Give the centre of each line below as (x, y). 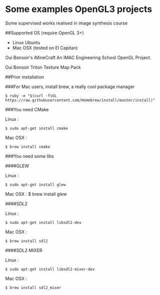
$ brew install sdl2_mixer (33, 287)
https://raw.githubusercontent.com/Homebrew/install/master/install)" (80, 100)
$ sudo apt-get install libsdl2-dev (43, 222)
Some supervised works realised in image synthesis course (66, 23)
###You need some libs (29, 156)
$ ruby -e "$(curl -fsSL (31, 96)
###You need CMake (27, 109)
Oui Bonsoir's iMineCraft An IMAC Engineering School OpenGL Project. (78, 57)
